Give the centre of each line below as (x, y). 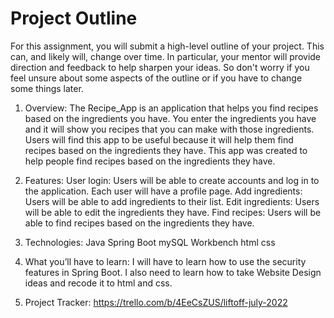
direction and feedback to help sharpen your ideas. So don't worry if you (160, 67)
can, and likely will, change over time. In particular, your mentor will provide (166, 56)
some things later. (47, 88)
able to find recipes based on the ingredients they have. (139, 223)
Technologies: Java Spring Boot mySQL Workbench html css (150, 242)
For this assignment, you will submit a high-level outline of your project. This (167, 46)
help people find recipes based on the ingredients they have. (150, 161)
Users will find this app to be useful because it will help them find (159, 139)
